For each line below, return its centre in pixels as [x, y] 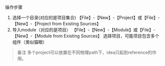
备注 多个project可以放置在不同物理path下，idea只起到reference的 [85, 52]
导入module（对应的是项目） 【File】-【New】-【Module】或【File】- [84, 30]
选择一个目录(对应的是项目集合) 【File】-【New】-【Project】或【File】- [86, 18]
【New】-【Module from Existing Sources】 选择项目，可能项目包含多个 [86, 36]
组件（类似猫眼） [30, 42]
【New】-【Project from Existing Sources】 [57, 24]
